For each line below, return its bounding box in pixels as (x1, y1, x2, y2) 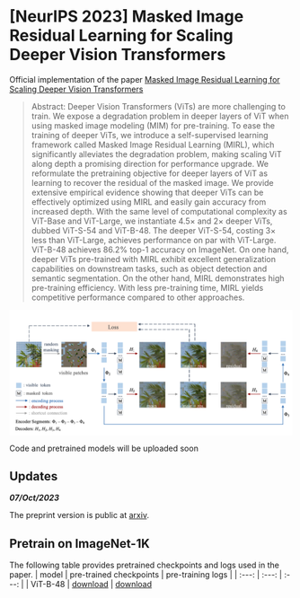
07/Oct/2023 (9, 492, 60, 504)
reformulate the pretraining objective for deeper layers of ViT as (31, 168, 268, 179)
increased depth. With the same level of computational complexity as (31, 206, 287, 216)
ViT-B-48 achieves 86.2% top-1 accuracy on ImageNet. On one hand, (31, 244, 289, 255)
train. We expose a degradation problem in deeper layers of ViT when (31, 110, 289, 121)
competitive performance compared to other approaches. (31, 292, 245, 303)
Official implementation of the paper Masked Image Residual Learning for (9, 74, 280, 84)
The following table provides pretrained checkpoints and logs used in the (9, 559, 280, 571)
